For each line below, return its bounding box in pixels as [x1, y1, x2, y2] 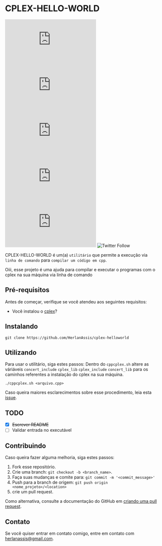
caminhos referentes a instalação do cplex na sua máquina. [5, 371, 124, 377]
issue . [5, 395, 17, 401]
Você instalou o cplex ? [12, 308, 57, 314]
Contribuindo [5, 441, 46, 450]
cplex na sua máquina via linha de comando [5, 272, 93, 278]
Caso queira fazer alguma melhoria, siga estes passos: [5, 455, 115, 460]
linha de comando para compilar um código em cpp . [5, 257, 107, 263]
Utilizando [5, 348, 37, 356]
